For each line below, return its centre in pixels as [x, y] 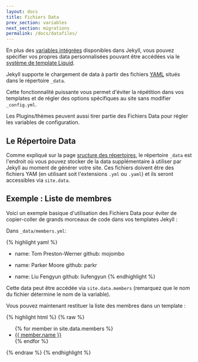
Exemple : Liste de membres [59, 199]
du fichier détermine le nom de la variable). [58, 294]
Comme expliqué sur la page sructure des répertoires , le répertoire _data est [99, 155]
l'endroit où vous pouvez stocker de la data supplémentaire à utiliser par [94, 161]
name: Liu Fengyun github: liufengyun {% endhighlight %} [85, 276]
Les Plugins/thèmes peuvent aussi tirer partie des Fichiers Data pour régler [97, 116]
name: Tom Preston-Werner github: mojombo [70, 253]
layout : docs [22, 12]
